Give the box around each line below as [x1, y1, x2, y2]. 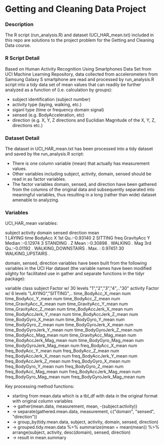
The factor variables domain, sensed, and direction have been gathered [12, 182, 157, 187]
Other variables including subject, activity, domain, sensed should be [12, 171, 152, 177]
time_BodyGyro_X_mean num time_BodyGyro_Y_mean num [5, 316, 125, 322]
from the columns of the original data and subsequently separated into [12, 186, 155, 192]
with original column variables [12, 398, 73, 404]
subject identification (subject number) [12, 96, 91, 102]
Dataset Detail [5, 134, 40, 141]
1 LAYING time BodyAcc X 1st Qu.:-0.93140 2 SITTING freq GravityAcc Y [5, 235, 150, 241]
